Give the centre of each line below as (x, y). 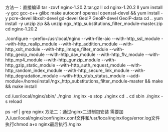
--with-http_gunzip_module (72, 60)
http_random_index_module (34, 70)
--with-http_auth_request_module (91, 65)
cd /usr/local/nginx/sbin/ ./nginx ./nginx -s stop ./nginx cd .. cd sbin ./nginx (82, 96)
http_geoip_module (25, 54)
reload (15, 101)
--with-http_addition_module (88, 44)
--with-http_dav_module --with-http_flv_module (95, 54)
